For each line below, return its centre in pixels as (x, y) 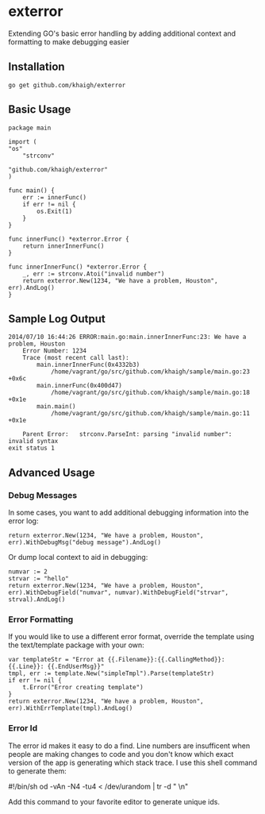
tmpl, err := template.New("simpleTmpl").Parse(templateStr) (111, 673)
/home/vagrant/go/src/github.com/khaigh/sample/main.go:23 (150, 372)
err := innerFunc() (55, 197)
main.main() (57, 407)
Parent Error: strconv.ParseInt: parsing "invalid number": (127, 434)
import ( (23, 141)
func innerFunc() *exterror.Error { (69, 239)
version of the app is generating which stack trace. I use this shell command (133, 762)
